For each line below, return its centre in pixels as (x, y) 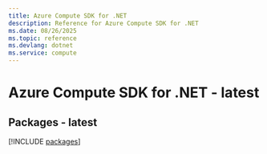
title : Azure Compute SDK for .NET (68, 16)
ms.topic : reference (43, 38)
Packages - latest (53, 122)
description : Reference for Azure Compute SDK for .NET (103, 23)
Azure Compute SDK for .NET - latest (134, 93)
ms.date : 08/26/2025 (43, 30)
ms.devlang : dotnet (41, 46)
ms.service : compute (43, 53)
